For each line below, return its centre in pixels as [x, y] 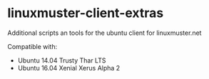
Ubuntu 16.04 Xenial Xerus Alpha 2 [69, 68]
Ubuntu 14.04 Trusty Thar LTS [62, 60]
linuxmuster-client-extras [86, 13]
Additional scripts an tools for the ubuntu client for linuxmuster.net [104, 33]
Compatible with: [32, 46]
